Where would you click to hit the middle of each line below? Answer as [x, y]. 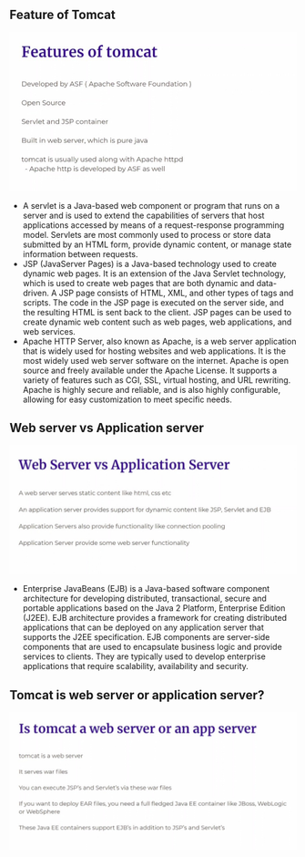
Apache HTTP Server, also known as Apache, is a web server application [159, 341]
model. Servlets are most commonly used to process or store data [147, 234]
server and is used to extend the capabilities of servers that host [143, 215]
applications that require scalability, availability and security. [135, 666]
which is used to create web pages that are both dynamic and [138, 283]
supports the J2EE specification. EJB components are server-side [146, 637]
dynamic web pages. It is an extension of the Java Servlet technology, [154, 274]
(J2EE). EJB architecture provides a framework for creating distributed [155, 618]
